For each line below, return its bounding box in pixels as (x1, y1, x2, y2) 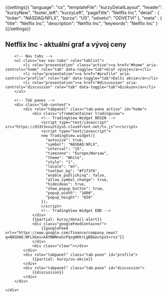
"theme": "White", (45, 155, 84, 160)
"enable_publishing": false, (45, 172, 107, 178)
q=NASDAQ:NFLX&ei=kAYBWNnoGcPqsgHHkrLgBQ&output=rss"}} (5, 234, 124, 240)
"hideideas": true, (45, 182, 86, 187)
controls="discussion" (5, 84, 53, 90)
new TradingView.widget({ (41, 133, 95, 138)
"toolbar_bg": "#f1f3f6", (45, 168, 100, 173)
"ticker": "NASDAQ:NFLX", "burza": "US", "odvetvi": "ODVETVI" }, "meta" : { (5, 15, 162, 21)
